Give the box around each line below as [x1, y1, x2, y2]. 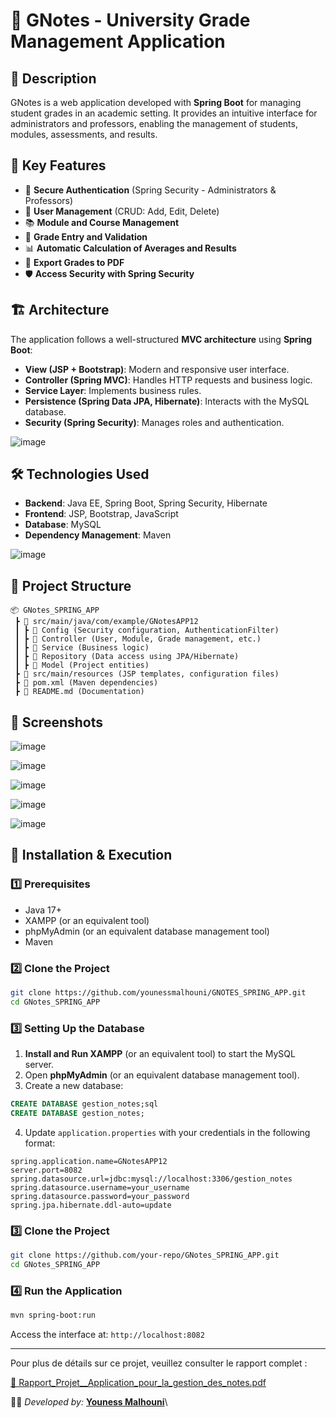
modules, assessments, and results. [10, 129, 158, 140]
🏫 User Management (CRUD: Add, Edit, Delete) [24, 205, 220, 217]
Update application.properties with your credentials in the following [24, 1126, 311, 1138]
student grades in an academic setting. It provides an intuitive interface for [10, 107, 318, 119]
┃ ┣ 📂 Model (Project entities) [14, 660, 150, 671]
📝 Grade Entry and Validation [24, 230, 148, 243]
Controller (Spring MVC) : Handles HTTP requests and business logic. [24, 374, 313, 386]
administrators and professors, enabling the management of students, [10, 118, 298, 129]
